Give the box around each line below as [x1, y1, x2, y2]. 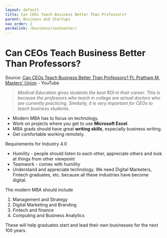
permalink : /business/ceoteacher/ [5, 26, 78, 31]
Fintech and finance [12, 207, 54, 213]
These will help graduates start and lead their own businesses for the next [5, 222, 158, 228]
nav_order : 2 [5, 21, 33, 26]
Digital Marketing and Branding [12, 202, 77, 208]
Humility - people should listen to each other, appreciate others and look [12, 150, 162, 156]
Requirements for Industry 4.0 [5, 141, 67, 147]
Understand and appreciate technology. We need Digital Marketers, [12, 166, 152, 172]
